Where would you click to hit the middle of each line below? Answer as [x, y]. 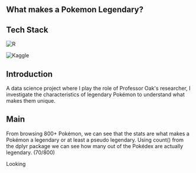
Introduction [30, 74]
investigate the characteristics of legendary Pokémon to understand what [95, 94]
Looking [16, 164]
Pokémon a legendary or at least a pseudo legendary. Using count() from [95, 140]
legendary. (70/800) [30, 152]
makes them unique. [31, 101]
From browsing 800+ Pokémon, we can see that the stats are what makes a [98, 133]
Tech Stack [27, 30]
